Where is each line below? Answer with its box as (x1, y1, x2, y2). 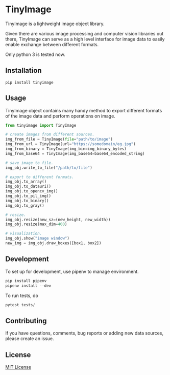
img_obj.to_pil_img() (5, 193, 52, 199)
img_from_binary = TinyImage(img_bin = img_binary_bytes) (5, 146, 127, 152)
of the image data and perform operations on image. (5, 113, 116, 119)
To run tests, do (5, 292, 38, 299)
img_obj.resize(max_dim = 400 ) (5, 222, 67, 227)
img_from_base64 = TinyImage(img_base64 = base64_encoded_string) (5, 151, 145, 156)
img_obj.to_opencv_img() (5, 189, 58, 194)
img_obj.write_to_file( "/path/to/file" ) (5, 165, 93, 170)
